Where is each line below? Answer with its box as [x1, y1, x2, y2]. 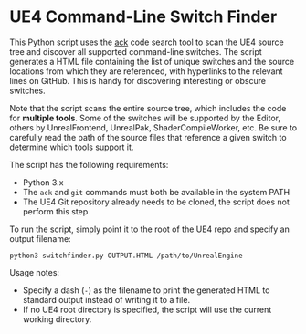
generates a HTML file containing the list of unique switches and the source [9, 56, 295, 67]
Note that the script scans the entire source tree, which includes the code [9, 102, 287, 113]
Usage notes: [9, 266, 60, 277]
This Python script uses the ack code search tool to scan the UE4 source [9, 37, 285, 47]
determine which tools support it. [9, 141, 134, 152]
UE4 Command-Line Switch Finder [9, 6, 278, 27]
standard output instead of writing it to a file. [22, 294, 190, 305]
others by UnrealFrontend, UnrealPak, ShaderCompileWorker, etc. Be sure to [9, 121, 298, 133]
